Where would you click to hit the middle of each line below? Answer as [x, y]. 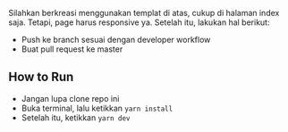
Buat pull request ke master [72, 49]
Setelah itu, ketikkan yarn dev [76, 117]
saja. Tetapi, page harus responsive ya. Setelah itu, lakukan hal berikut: [139, 22]
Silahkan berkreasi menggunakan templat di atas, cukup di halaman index [144, 13]
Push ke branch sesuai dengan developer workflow [116, 40]
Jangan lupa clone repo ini [70, 98]
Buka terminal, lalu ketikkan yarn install [97, 108]
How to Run [41, 77]
